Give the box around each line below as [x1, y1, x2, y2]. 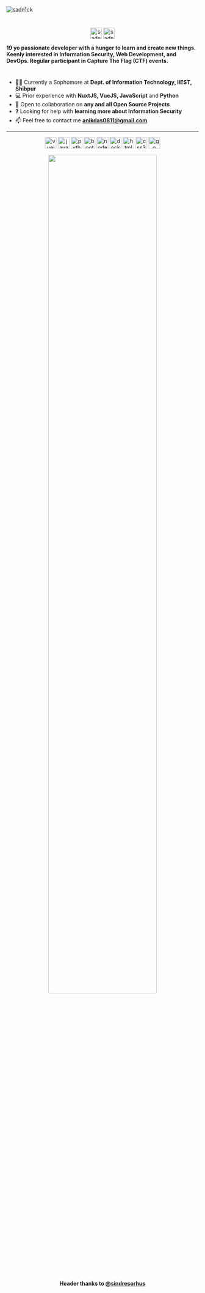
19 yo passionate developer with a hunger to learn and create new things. [6, 44, 196, 51]
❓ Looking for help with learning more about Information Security [15, 108, 182, 115]
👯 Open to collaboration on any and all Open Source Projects [15, 101, 170, 108]
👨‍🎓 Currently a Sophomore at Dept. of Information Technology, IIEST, [15, 79, 192, 86]
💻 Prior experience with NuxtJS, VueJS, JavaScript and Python [15, 92, 179, 100]
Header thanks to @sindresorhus [59, 1280, 146, 1287]
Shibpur [15, 85, 37, 92]
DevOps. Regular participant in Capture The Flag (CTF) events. [6, 57, 169, 65]
